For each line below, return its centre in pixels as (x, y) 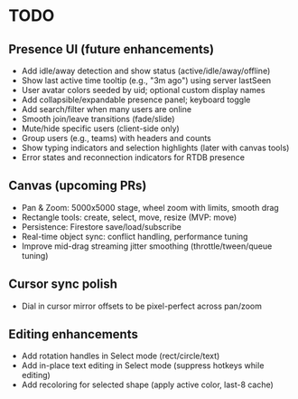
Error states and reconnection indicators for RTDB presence (133, 157)
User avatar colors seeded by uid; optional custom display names (143, 90)
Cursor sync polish (63, 285)
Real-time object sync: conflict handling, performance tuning (135, 236)
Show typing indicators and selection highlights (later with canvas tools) (155, 147)
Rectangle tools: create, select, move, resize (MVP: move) (129, 217)
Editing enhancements (74, 334)
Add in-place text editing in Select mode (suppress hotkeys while (143, 366)
